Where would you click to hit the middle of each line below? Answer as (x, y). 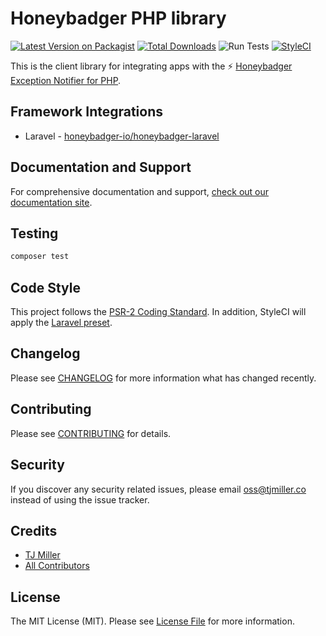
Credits (34, 530)
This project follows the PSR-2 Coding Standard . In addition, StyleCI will (158, 312)
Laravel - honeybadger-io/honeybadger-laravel (122, 136)
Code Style (45, 287)
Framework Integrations (87, 112)
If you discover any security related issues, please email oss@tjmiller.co (158, 489)
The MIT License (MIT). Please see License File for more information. (152, 621)
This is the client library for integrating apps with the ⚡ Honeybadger (151, 66)
